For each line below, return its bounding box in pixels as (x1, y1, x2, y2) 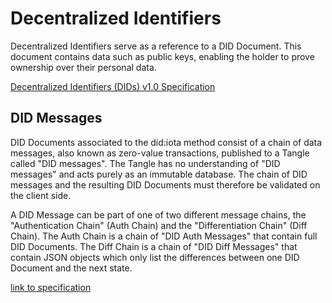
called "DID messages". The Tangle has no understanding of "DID (10, 157, 281, 169)
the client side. (10, 189, 72, 201)
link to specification (10, 281, 92, 293)
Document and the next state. (10, 262, 133, 274)
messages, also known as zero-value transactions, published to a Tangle (10, 147, 310, 159)
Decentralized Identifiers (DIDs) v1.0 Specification (10, 80, 216, 92)
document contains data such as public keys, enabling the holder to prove (10, 50, 315, 62)
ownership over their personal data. (10, 61, 157, 73)
